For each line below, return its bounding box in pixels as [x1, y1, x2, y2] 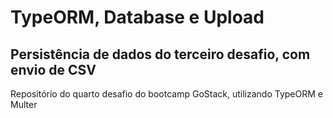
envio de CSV [10, 61, 97, 78]
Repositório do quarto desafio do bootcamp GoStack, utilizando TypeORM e [10, 88, 323, 100]
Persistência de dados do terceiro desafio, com [10, 46, 311, 63]
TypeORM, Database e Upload [10, 6, 265, 29]
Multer [10, 99, 38, 110]
